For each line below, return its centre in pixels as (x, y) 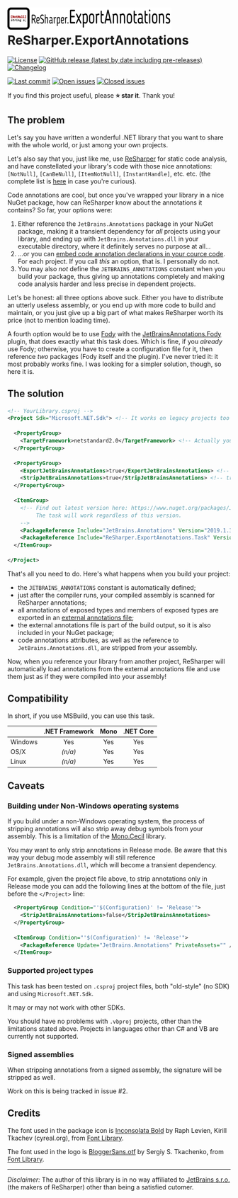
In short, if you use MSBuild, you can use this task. (81, 716)
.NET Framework (69, 731)
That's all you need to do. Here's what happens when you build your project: (119, 574)
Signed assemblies (41, 1054)
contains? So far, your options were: (60, 210)
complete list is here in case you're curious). (72, 181)
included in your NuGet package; (66, 632)
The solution (36, 394)
